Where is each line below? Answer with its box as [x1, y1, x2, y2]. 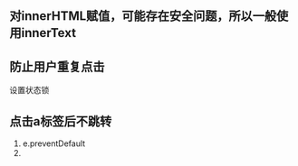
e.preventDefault [22, 138, 86, 149]
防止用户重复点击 [9, 59, 105, 74]
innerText [21, 25, 77, 41]
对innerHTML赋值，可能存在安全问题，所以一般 [9, 8, 277, 24]
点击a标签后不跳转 [9, 114, 112, 129]
